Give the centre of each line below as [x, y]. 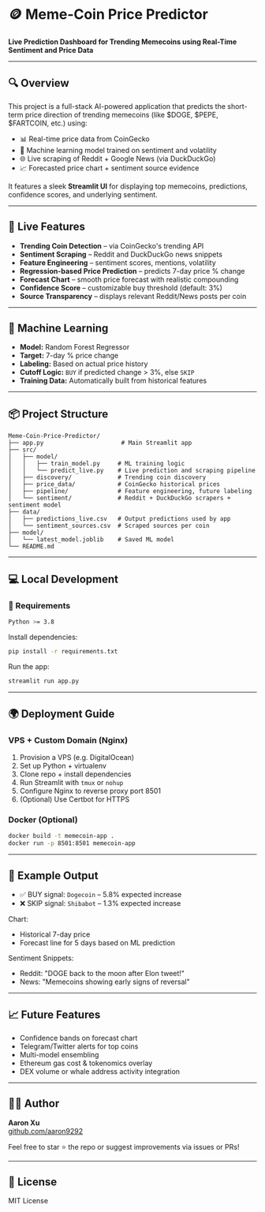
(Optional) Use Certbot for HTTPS [75, 799]
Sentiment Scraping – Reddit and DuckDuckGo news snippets [121, 254]
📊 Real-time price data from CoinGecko [84, 139]
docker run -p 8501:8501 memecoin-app [72, 844]
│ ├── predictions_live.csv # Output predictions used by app [119, 519]
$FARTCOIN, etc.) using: [48, 123]
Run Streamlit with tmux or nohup [71, 783]
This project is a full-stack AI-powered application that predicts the [117, 106]
